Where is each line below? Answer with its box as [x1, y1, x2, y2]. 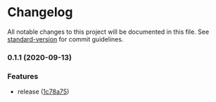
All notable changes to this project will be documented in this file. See [7, 27, 210, 36]
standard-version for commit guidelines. [7, 34, 124, 43]
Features [7, 71, 39, 81]
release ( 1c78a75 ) [17, 87, 70, 96]
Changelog [7, 4, 73, 20]
